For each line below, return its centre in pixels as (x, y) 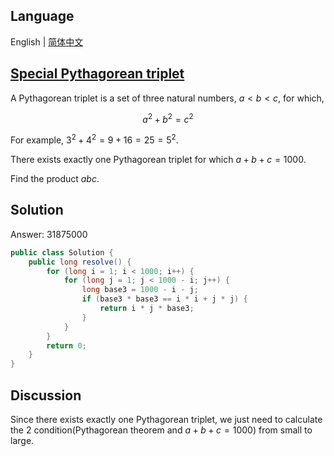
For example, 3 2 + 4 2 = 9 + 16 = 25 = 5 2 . (94, 139)
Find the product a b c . (55, 178)
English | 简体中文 (47, 41)
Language (42, 16)
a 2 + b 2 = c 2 (168, 118)
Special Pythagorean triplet (97, 74)
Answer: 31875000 (49, 234)
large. (22, 440)
